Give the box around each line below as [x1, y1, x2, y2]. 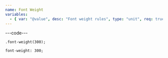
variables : [5, 12, 28, 17]
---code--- [5, 30, 28, 36]
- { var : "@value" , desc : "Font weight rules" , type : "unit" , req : [9, 16, 153, 21]
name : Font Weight [5, 7, 43, 12]
